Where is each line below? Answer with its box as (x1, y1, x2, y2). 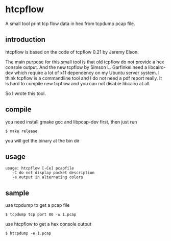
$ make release (5, 129, 38, 134)
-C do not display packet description (12, 170, 95, 176)
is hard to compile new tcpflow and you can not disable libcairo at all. (5, 80, 151, 86)
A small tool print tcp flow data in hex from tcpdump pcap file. (5, 20, 135, 27)
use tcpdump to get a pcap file (5, 202, 70, 208)
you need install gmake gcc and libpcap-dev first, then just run (5, 118, 137, 125)
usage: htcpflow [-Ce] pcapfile (5, 166, 74, 171)
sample (5, 188, 30, 197)
